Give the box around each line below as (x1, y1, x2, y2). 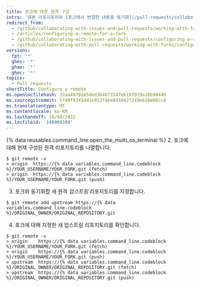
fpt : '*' (11, 53, 33, 59)
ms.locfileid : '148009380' (6, 120, 73, 126)
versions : (6, 48, 31, 54)
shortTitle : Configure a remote (6, 86, 86, 92)
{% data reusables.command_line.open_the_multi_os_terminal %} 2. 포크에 (6, 136, 189, 143)
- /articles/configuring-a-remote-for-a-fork (11, 31, 127, 37)
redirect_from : (6, 20, 44, 26)
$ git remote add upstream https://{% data (6, 200, 116, 206)
